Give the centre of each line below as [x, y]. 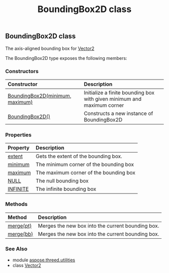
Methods [16, 204]
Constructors [22, 71]
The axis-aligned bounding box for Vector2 [50, 48]
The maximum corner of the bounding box [86, 173]
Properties [18, 134]
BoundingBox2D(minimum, [39, 96]
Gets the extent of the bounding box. [79, 156]
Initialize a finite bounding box [119, 93]
